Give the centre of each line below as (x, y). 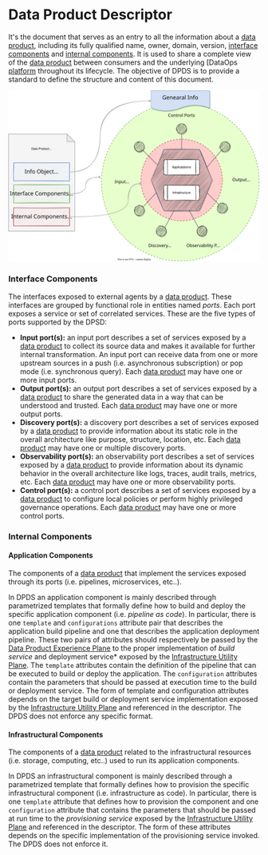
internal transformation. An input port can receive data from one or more (139, 354)
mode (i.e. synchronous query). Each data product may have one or (131, 371)
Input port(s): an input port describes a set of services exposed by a (133, 337)
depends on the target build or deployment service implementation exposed (133, 699)
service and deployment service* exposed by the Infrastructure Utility (123, 656)
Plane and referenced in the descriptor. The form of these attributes (120, 827)
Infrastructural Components (56, 734)
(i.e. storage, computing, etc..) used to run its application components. (124, 761)
